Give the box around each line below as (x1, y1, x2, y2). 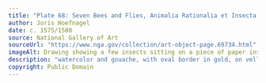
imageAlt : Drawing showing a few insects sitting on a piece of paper (8, 48, 246, 56)
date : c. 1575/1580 (8, 26, 73, 34)
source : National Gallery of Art (8, 33, 119, 42)
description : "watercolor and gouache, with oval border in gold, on (8, 56, 243, 64)
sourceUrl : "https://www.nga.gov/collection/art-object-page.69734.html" (8, 41, 257, 49)
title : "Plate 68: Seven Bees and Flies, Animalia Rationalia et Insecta (8, 11, 257, 20)
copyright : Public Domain (8, 63, 93, 71)
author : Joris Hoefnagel (8, 19, 90, 27)
